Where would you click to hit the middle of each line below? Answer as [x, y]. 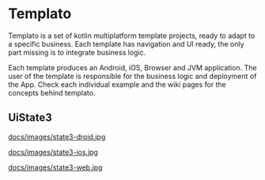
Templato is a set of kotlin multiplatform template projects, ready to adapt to [132, 36]
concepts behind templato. [52, 92]
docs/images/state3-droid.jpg [57, 137]
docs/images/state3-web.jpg [55, 167]
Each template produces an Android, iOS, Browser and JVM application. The [132, 67]
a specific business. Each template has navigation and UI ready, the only [126, 43]
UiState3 [30, 118]
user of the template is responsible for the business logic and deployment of [132, 76]
